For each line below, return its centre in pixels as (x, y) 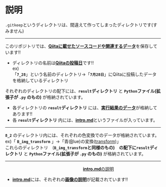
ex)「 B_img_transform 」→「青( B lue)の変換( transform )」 (63, 141)
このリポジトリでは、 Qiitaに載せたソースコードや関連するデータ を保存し (79, 46)
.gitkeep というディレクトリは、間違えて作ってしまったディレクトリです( (79, 25)
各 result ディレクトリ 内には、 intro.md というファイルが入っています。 (85, 120)
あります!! (22, 114)
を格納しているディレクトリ (40, 80)
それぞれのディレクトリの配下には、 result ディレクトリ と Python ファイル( (81, 91)
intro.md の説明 (99, 169)
